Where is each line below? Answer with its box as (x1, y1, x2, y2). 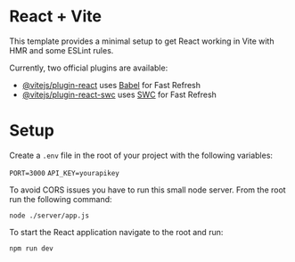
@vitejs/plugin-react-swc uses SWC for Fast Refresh (21, 89, 217, 100)
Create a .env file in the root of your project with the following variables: (9, 150, 274, 160)
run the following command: (9, 193, 113, 204)
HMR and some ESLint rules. (9, 45, 114, 55)
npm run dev (9, 243, 53, 253)
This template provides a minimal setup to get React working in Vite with (9, 36, 275, 46)
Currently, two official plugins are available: (9, 62, 168, 73)
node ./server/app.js (9, 211, 90, 220)
